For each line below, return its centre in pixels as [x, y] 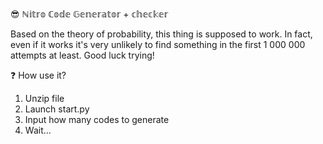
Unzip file [44, 98]
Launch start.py [57, 109]
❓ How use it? [38, 75]
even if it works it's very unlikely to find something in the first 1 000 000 [158, 44]
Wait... [38, 130]
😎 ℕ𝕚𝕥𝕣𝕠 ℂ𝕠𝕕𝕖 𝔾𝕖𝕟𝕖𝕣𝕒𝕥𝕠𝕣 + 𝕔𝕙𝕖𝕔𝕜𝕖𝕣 [89, 14]
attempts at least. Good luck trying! [82, 55]
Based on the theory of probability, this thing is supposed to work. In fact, [161, 34]
